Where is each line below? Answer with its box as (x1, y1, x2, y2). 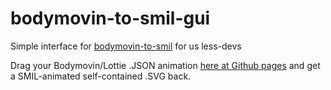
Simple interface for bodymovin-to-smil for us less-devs (10, 40, 242, 52)
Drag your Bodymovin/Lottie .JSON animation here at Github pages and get (10, 59, 321, 71)
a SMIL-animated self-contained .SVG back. (10, 70, 192, 82)
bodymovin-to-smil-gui (10, 7, 211, 30)
